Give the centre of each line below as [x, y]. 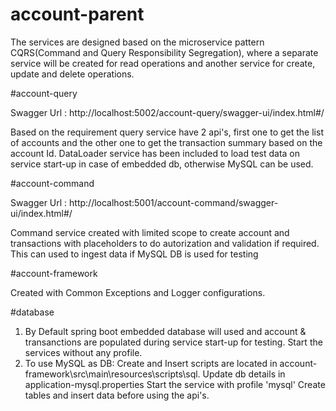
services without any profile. [83, 352]
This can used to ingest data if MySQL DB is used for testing [134, 254]
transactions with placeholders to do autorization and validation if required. [165, 243]
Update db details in [244, 374]
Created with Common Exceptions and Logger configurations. [138, 292]
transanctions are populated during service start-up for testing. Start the [173, 342]
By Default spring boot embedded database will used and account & [165, 331]
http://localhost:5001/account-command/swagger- [174, 202]
